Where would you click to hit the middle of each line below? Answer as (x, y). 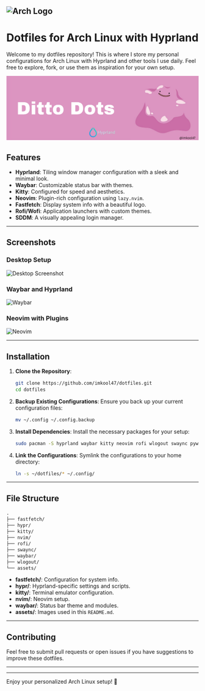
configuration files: (39, 408)
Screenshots (31, 242)
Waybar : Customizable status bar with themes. (74, 185)
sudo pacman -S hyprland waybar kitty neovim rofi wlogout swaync (101, 443)
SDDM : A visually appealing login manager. (69, 217)
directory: (27, 462)
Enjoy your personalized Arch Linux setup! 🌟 (62, 682)
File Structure (33, 498)
